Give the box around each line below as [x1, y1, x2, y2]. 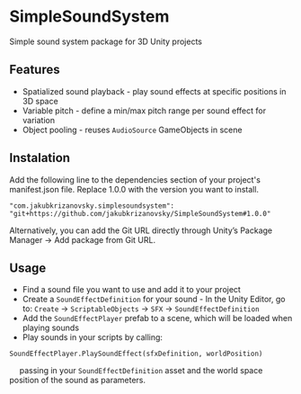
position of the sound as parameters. [9, 375, 146, 386]
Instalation [9, 150, 70, 166]
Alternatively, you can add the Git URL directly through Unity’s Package [9, 225, 273, 236]
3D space [22, 95, 58, 106]
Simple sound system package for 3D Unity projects [9, 36, 202, 47]
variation [22, 114, 56, 125]
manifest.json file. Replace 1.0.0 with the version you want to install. [9, 184, 259, 194]
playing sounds [22, 322, 79, 334]
